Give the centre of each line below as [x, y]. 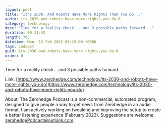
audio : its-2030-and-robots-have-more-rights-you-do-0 [63, 19]
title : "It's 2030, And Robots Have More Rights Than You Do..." [74, 14]
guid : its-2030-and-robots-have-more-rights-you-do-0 [62, 51]
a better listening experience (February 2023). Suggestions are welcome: [80, 115]
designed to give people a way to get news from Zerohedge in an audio [78, 105]
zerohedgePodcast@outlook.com [39, 120]
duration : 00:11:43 [25, 33]
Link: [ [12, 79]
